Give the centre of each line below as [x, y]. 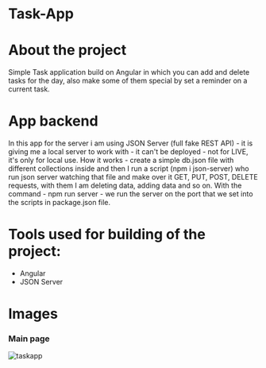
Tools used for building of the [107, 234]
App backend [53, 121]
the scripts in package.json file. [60, 203]
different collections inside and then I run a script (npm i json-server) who [129, 169]
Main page [29, 339]
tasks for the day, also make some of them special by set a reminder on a [128, 81]
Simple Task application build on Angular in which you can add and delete [129, 72]
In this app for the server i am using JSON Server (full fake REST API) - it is [131, 143]
